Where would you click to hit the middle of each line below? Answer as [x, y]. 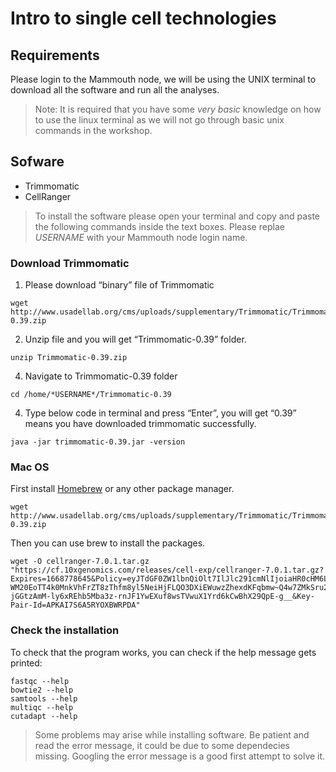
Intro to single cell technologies [143, 18]
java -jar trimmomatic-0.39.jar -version [98, 442]
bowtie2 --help [42, 690]
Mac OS [30, 467]
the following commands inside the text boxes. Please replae [159, 226]
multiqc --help [42, 707]
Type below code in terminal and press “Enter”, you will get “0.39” [160, 413]
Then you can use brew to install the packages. [108, 543]
